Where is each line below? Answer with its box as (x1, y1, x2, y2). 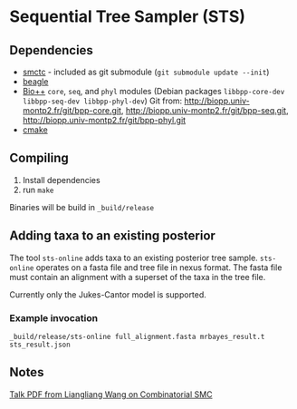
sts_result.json (9, 340, 71, 349)
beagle (22, 76, 49, 87)
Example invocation (9, 311, 98, 324)
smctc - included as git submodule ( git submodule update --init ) (22, 66, 270, 77)
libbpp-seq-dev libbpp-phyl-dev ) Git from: (22, 95, 183, 106)
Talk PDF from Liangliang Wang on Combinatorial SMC (9, 388, 213, 400)
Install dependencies (22, 174, 101, 185)
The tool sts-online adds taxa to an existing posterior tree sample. (9, 252, 258, 263)
